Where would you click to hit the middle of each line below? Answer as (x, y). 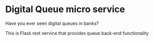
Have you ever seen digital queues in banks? (52, 23)
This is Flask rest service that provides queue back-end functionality (77, 33)
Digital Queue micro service (65, 9)
